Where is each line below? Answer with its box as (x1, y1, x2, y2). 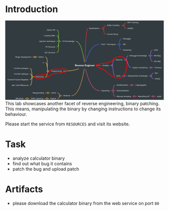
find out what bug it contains (12, 160, 72, 167)
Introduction (5, 4, 58, 15)
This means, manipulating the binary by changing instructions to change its (5, 106, 161, 112)
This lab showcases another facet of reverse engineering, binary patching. (5, 100, 160, 106)
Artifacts (5, 184, 43, 195)
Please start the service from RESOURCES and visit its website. (5, 121, 130, 127)
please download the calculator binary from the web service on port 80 (12, 200, 159, 206)
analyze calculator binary (12, 155, 65, 161)
